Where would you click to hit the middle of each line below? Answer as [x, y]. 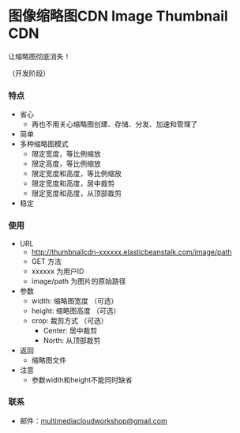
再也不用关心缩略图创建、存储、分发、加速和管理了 [114, 124]
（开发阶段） [29, 73]
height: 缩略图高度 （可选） [76, 311]
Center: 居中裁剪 [70, 330]
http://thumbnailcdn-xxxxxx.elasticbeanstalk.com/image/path [131, 252]
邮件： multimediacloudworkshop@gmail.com [93, 420]
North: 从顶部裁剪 [72, 340]
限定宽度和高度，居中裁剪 [73, 183]
